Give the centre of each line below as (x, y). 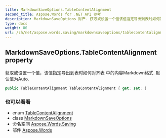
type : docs (16, 23)
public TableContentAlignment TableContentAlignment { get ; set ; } (76, 88)
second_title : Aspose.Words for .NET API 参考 (53, 14)
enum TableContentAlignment (42, 113)
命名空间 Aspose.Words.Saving (44, 124)
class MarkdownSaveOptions (42, 118)
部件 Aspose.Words (32, 130)
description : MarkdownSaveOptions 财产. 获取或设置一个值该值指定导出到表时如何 (83, 19)
